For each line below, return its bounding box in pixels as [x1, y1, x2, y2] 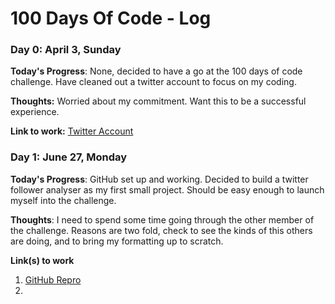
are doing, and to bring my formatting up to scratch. [10, 235, 224, 247]
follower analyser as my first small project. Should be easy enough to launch [10, 183, 325, 196]
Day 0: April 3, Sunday [10, 43, 122, 57]
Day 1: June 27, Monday [10, 150, 128, 164]
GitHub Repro [24, 273, 82, 286]
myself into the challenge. [10, 194, 117, 206]
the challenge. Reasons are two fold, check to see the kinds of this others [10, 224, 313, 236]
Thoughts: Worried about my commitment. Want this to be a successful [10, 95, 307, 107]
